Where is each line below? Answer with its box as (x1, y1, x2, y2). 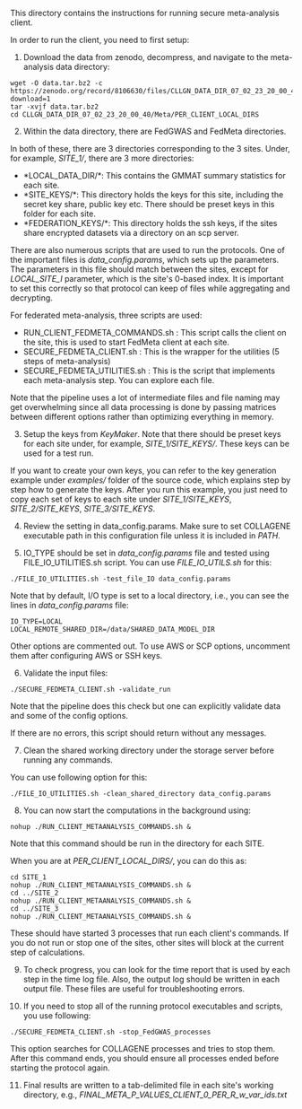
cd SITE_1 (10, 873, 47, 882)
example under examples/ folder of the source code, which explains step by (10, 475, 291, 485)
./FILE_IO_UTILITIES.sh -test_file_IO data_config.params (10, 574, 231, 583)
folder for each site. (22, 208, 97, 219)
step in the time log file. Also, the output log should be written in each (22, 974, 280, 984)
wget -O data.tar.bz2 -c (10, 79, 103, 88)
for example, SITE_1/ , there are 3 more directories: (10, 153, 194, 163)
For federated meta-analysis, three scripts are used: (10, 310, 203, 320)
